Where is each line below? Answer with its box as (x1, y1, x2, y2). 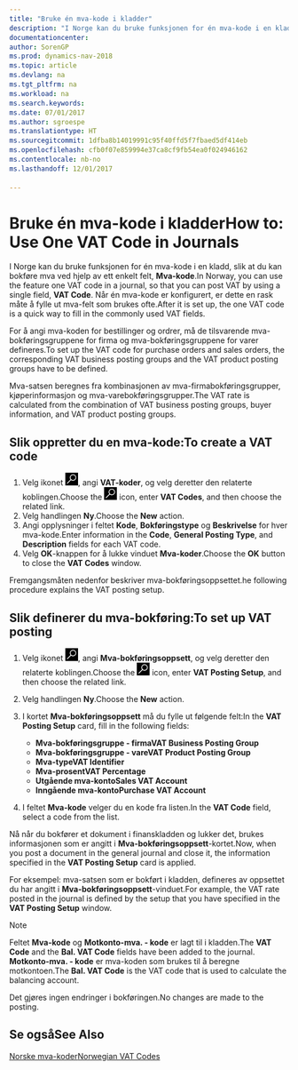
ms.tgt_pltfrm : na (9, 80, 77, 89)
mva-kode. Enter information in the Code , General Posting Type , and (21, 530, 273, 540)
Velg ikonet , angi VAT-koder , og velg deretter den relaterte (21, 477, 253, 488)
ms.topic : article (9, 61, 77, 70)
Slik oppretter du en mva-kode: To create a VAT (9, 435, 273, 450)
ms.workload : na (9, 89, 69, 98)
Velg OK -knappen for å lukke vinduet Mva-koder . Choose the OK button (21, 548, 286, 559)
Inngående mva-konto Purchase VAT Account (35, 785, 207, 795)
